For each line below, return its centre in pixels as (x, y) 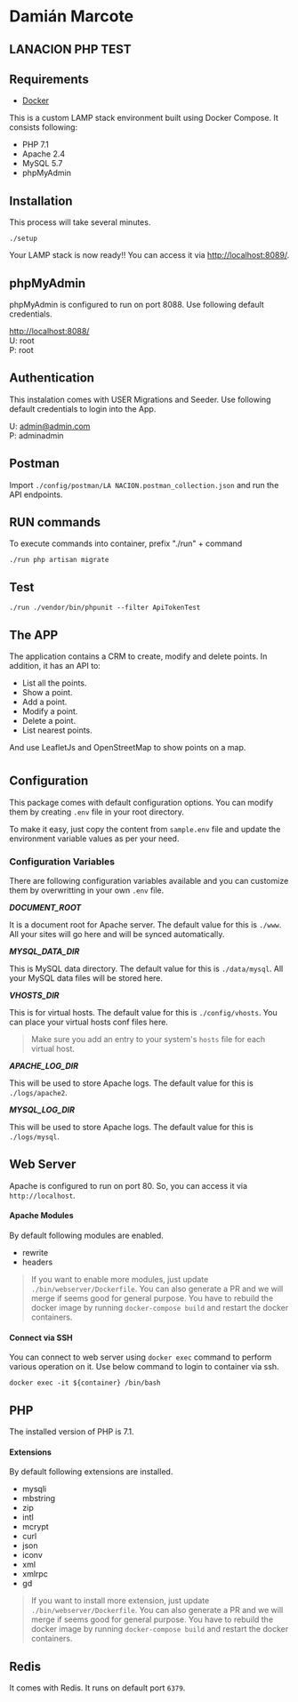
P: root (21, 350)
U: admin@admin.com (50, 426)
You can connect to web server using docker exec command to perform (141, 1357)
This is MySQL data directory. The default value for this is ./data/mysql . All (146, 968)
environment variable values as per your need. (94, 839)
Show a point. (47, 693)
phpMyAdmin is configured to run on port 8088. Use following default (137, 305)
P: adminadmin (36, 435)
